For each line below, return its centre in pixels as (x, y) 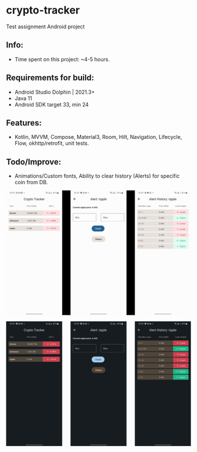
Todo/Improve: (34, 162)
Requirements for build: (50, 78)
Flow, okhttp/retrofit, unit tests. (52, 143)
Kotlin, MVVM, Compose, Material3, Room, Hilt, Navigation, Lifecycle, (98, 137)
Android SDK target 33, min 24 (52, 104)
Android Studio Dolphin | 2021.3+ (55, 92)
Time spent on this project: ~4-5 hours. (62, 59)
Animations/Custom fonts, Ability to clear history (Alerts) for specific (97, 176)
